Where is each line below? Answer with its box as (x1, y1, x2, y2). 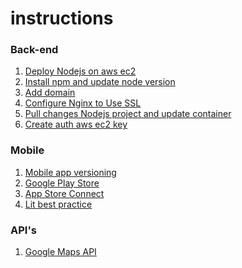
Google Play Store (24, 177, 100, 189)
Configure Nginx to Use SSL (24, 97, 142, 109)
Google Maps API (24, 246, 97, 258)
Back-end (10, 43, 59, 57)
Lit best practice (24, 198, 93, 210)
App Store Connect (24, 187, 105, 199)
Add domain (24, 87, 76, 99)
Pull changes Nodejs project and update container (24, 108, 232, 120)
